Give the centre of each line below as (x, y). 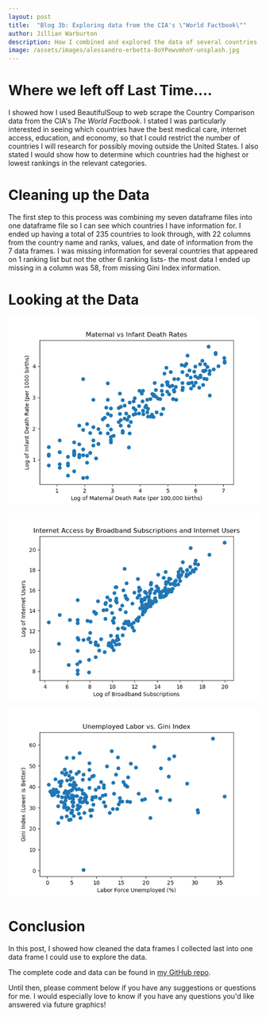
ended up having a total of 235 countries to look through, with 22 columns (130, 234)
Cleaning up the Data (79, 195)
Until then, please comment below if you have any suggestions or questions (132, 988)
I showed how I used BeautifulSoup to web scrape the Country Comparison (131, 113)
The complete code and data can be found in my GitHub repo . (110, 972)
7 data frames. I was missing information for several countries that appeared (133, 251)
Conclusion (47, 927)
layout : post (30, 17)
